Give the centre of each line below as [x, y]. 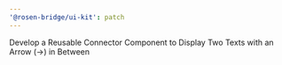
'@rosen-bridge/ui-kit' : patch [67, 17]
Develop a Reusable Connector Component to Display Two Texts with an [141, 42]
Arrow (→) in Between [50, 51]
